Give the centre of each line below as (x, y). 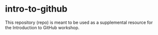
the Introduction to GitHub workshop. (42, 27)
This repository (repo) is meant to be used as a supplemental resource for (79, 22)
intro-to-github (36, 9)
